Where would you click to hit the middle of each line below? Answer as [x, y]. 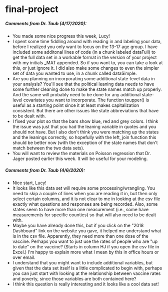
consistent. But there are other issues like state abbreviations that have [85, 111]
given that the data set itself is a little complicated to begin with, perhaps [87, 268]
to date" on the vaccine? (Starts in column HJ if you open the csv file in [86, 247]
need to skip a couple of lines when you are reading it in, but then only [85, 194]
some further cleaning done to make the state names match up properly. [87, 89]
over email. [24, 257]
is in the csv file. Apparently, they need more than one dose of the [80, 236]
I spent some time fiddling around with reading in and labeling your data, [87, 42]
